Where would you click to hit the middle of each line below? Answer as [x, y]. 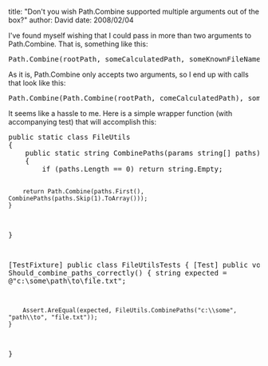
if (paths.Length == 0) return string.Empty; [132, 169]
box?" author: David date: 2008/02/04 [71, 20]
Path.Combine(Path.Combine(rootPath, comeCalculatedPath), [126, 98]
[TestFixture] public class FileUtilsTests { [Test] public [128, 265]
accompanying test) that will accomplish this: [83, 122]
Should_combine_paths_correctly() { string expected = [118, 273]
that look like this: [37, 83]
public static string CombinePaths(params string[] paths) [143, 153]
